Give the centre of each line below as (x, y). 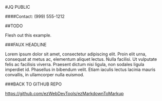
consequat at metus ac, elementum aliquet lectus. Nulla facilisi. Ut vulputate (81, 59)
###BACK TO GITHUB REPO (34, 84)
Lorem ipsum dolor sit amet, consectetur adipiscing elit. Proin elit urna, (76, 54)
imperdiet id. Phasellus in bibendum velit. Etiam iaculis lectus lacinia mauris (80, 69)
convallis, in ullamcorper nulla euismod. (45, 75)
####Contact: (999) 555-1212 (35, 16)
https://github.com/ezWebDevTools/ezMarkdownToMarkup (64, 93)
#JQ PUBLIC (18, 7)
